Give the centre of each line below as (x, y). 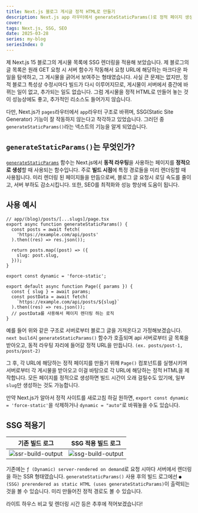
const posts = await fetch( (46, 229)
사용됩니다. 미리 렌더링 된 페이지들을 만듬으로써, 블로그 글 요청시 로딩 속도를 (93, 177)
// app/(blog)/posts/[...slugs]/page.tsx (58, 219)
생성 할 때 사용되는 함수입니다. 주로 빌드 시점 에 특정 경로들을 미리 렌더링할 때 (99, 170)
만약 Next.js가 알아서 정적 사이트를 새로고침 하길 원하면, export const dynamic (97, 398)
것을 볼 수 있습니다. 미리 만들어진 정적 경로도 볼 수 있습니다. (74, 491)
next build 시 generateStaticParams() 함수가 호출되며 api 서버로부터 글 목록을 (98, 337)
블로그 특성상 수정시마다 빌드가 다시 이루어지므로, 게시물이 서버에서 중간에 (97, 84)
